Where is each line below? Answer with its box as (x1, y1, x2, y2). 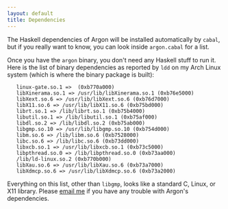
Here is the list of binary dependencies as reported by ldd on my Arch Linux (7, 63, 221, 71)
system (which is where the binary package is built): (7, 70, 155, 79)
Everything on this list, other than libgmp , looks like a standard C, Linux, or (7, 180, 216, 188)
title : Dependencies (7, 16, 66, 23)
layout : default (7, 10, 53, 17)
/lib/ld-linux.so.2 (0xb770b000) (16, 156, 112, 162)
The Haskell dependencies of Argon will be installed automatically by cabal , (7, 35, 220, 43)
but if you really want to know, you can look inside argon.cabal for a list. (7, 42, 210, 51)
